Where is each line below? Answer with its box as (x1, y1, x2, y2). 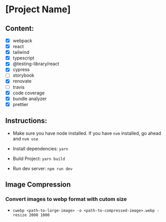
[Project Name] (5, 4, 71, 15)
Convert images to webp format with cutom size (5, 195, 127, 203)
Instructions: (5, 116, 48, 125)
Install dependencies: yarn (12, 145, 68, 152)
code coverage (12, 90, 45, 96)
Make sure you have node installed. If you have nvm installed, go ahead (12, 130, 161, 136)
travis (12, 84, 25, 90)
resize (12, 213, 27, 218)
